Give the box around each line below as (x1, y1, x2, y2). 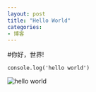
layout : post (7, 10, 46, 18)
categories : (7, 23, 42, 30)
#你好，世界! (7, 50, 44, 59)
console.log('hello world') (7, 64, 90, 71)
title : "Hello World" (7, 17, 71, 24)
